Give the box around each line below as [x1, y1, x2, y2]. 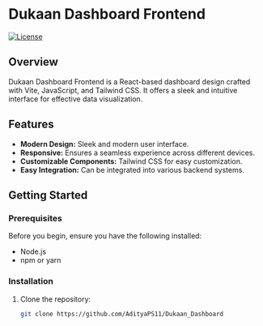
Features [8, 118, 54, 131]
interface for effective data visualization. [8, 94, 143, 104]
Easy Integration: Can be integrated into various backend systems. [19, 165, 245, 174]
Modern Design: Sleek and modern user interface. [19, 139, 189, 148]
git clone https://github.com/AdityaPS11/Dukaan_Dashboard [19, 310, 224, 318]
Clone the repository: [19, 294, 91, 304]
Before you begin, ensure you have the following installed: [8, 231, 202, 241]
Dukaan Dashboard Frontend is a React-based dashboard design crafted [8, 76, 251, 86]
